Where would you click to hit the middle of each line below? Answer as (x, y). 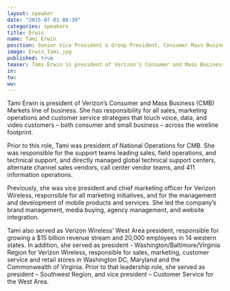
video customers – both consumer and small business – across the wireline (113, 125)
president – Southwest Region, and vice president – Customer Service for (111, 275)
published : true (30, 58)
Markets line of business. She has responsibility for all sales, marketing (107, 110)
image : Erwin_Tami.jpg (39, 52)
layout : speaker (30, 13)
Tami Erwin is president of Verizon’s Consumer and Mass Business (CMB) (111, 103)
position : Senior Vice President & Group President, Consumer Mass (105, 45)
